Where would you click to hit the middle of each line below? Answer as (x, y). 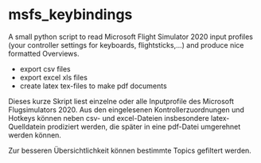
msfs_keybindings (70, 15)
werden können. (35, 135)
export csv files (45, 68)
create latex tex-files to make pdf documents (93, 86)
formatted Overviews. (44, 53)
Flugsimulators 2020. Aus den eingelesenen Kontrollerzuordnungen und (127, 110)
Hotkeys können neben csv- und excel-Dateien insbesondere (109, 118)
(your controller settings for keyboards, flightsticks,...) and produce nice (126, 45)
